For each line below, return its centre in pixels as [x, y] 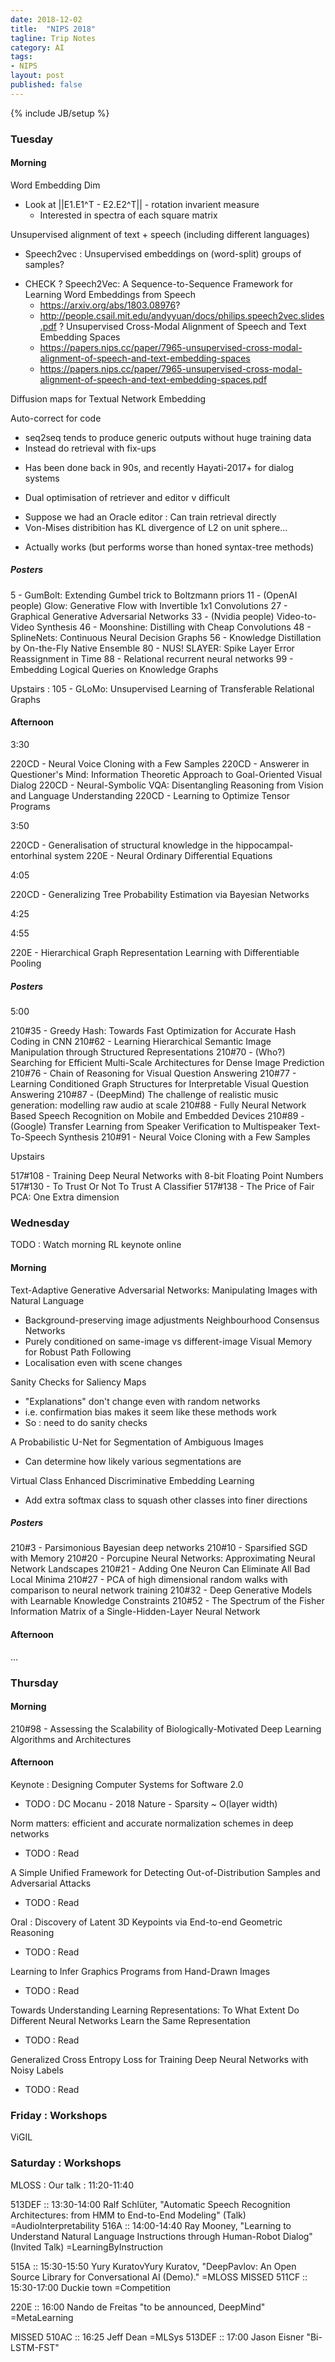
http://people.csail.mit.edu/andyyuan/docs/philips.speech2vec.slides [182, 315]
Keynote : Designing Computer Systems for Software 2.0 [127, 1785]
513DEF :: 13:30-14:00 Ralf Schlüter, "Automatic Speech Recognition [150, 2204]
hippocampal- [264, 845]
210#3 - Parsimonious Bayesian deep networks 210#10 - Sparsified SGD [159, 1548]
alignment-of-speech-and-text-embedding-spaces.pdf [153, 379]
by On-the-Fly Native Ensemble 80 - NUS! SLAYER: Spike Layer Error [152, 648]
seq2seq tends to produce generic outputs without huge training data [168, 437]
